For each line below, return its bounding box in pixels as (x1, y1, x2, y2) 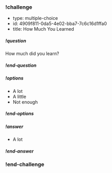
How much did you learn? (5, 51, 59, 57)
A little (12, 93, 27, 100)
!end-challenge (5, 161, 44, 168)
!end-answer (5, 148, 34, 154)
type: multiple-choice (12, 15, 58, 21)
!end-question (5, 62, 37, 68)
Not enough (12, 98, 38, 105)
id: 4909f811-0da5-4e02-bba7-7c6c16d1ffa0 (12, 20, 107, 27)
